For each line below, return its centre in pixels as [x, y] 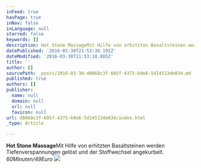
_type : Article [25, 124]
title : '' [19, 62]
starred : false [25, 34]
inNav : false [22, 23]
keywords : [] [22, 40]
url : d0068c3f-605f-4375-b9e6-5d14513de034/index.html [76, 118]
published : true [26, 79]
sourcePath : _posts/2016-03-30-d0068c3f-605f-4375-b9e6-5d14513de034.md [99, 73]
